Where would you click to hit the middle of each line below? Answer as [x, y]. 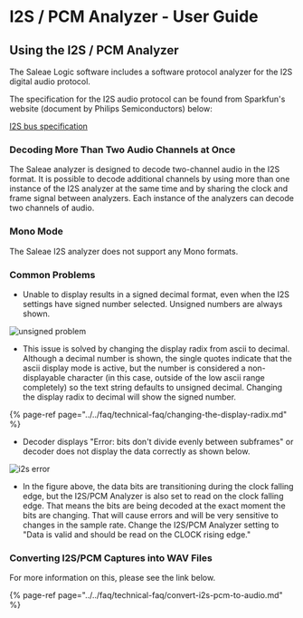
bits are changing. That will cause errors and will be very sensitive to [150, 515]
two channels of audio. [52, 208]
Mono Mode [36, 231]
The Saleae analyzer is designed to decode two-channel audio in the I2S [145, 169]
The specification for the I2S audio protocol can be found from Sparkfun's [147, 99]
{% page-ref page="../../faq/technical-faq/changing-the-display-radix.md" [148, 414]
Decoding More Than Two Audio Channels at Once [123, 150]
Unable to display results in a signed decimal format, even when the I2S [156, 294]
